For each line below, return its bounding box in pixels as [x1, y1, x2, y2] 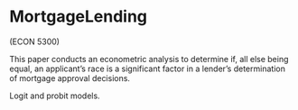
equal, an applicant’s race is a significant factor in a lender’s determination [9, 63, 286, 74]
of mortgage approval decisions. [9, 72, 131, 83]
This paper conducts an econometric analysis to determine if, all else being [9, 53, 289, 64]
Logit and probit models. [9, 90, 101, 101]
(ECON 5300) [9, 36, 61, 47]
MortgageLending [9, 6, 147, 27]
